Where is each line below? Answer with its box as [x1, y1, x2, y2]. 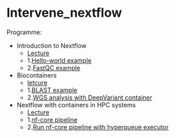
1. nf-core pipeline [27, 115, 78, 123]
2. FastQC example [27, 63, 81, 72]
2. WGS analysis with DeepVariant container [27, 93, 153, 102]
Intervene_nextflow [6, 5, 123, 21]
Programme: [6, 28, 43, 36]
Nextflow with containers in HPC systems [16, 100, 136, 109]
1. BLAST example [27, 86, 78, 94]
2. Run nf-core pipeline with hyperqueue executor [27, 123, 169, 131]
